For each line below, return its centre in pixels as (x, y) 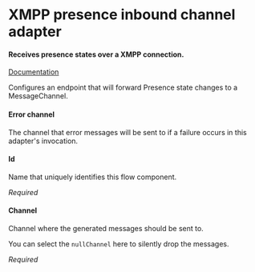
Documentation (34, 72)
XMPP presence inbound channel (122, 15)
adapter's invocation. (43, 141)
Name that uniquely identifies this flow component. (93, 177)
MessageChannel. (38, 96)
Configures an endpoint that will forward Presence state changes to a (123, 88)
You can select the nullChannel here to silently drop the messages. (119, 244)
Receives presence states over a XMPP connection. (96, 54)
